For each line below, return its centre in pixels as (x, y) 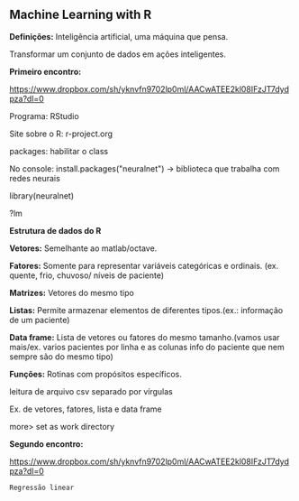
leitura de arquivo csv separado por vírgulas (91, 391)
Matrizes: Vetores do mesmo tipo (72, 292)
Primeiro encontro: (45, 71)
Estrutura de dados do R (55, 230)
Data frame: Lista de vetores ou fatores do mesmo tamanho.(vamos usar (145, 337)
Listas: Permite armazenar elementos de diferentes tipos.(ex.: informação (146, 310)
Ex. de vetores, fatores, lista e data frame (86, 409)
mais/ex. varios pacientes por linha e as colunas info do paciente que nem (147, 347)
